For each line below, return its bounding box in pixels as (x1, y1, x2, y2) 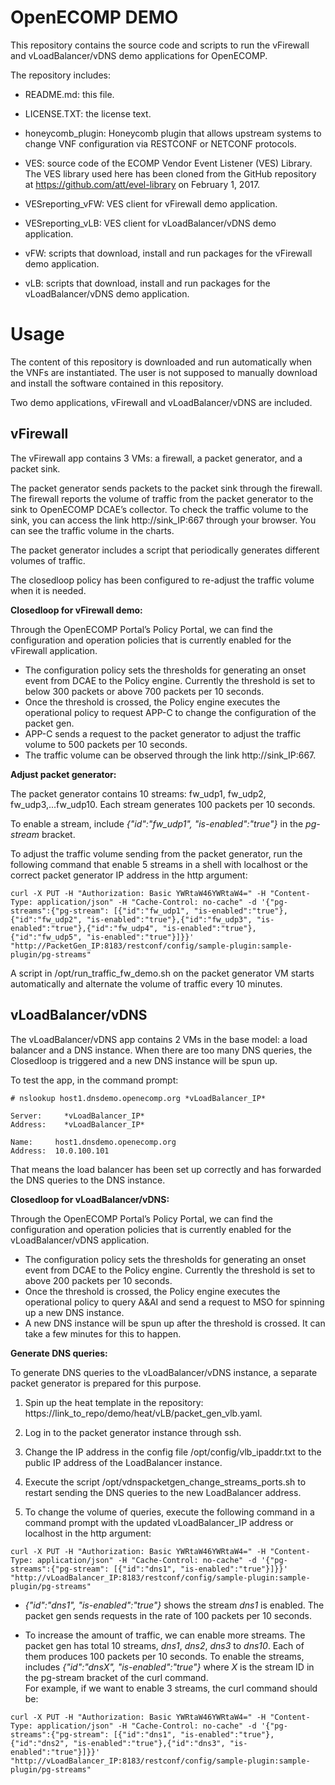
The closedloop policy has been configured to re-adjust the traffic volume (10, 574, 315, 586)
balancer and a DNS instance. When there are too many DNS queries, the (10, 1044, 313, 1056)
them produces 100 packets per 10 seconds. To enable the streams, (24, 1650, 305, 1662)
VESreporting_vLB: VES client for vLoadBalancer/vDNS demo (24, 217, 277, 229)
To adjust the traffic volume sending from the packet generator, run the (10, 847, 303, 860)
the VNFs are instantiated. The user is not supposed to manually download (10, 366, 318, 378)
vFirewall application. (10, 644, 98, 656)
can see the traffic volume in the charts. (10, 524, 175, 536)
